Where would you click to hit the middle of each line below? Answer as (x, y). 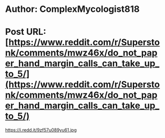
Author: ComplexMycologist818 (73, 9)
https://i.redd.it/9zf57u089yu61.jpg (41, 130)
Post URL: (26, 32)
